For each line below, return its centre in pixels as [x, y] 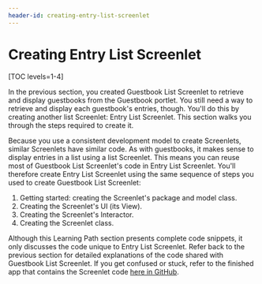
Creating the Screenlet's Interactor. [77, 215]
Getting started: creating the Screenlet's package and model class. [128, 197]
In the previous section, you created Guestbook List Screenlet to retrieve [126, 92]
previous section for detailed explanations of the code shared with [116, 255]
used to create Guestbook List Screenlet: [75, 182]
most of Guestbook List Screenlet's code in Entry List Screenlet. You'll [122, 166]
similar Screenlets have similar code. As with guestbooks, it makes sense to [131, 149]
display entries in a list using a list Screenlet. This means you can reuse [124, 157]
